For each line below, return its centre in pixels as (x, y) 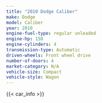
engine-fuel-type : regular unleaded (51, 34)
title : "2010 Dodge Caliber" (42, 11)
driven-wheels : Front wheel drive (49, 55)
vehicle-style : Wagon (33, 77)
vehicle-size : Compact (34, 72)
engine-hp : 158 (25, 39)
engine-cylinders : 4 (32, 45)
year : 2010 (19, 28)
